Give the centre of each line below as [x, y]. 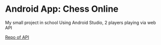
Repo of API [17, 37]
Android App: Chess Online [62, 9]
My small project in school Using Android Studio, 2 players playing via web [80, 22]
